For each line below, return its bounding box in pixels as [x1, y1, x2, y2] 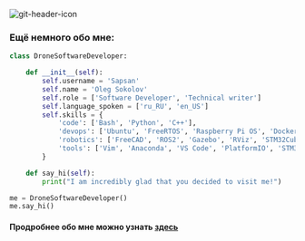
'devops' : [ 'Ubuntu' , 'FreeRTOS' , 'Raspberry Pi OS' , [57, 127, 266, 136]
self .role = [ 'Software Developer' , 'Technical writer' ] [42, 93, 261, 102]
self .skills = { [42, 110, 103, 120]
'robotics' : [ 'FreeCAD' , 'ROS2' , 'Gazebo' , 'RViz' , [57, 136, 258, 145]
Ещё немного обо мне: [9, 31, 115, 43]
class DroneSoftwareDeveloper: [9, 52, 128, 61]
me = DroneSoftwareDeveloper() [9, 193, 128, 203]
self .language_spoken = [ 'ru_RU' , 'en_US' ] [42, 101, 209, 111]
